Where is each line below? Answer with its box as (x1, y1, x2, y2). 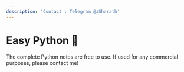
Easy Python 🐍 (6, 33, 78, 47)
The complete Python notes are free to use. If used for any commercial (6, 53, 178, 60)
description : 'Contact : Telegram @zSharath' (6, 8, 120, 15)
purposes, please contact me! (6, 59, 78, 66)
